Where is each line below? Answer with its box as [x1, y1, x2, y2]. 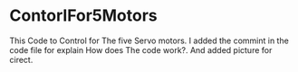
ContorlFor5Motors [9, 5, 159, 26]
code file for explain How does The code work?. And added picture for [9, 44, 273, 55]
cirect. [9, 54, 34, 65]
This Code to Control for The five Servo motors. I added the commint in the [9, 35, 290, 46]
